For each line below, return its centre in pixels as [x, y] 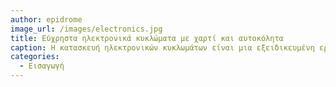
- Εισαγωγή [42, 66]
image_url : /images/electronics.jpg [86, 29]
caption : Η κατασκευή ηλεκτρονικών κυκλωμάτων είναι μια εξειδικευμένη [162, 47]
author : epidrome [46, 19]
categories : [35, 57]
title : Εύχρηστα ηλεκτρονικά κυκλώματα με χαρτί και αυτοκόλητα [147, 38]
